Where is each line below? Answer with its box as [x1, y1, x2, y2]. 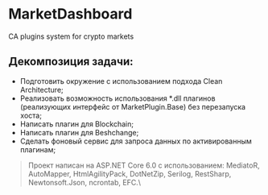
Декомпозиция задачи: [8, 55, 134, 68]
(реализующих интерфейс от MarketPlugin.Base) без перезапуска [19, 102, 246, 111]
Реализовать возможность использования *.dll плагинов [19, 93, 216, 103]
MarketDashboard [8, 5, 133, 23]
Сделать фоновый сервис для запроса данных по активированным [19, 136, 252, 146]
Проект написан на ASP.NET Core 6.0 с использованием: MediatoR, [27, 160, 260, 170]
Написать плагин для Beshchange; [19, 127, 139, 137]
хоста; [19, 110, 43, 120]
